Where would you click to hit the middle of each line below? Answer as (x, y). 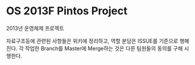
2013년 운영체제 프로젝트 (35, 28)
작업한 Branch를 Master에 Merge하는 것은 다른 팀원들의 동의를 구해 (104, 48)
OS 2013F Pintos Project (67, 11)
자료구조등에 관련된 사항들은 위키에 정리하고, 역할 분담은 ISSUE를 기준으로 (92, 41)
